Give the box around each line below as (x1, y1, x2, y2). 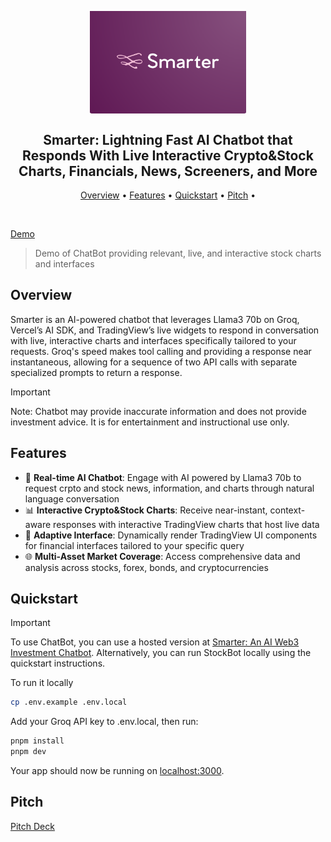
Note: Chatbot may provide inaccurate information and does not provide (10, 405, 307, 417)
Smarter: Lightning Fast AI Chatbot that (43, 131, 293, 148)
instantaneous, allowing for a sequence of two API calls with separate (10, 356, 298, 368)
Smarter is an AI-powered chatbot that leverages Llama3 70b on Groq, (10, 313, 300, 325)
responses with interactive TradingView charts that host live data (53, 518, 320, 530)
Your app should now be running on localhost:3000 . (10, 765, 225, 777)
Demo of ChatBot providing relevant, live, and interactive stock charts (34, 247, 322, 260)
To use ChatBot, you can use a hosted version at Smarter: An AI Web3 (10, 636, 300, 648)
